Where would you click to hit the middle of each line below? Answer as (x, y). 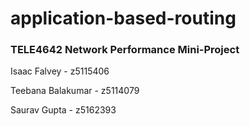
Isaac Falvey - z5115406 (60, 71)
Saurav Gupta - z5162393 (63, 110)
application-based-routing (123, 18)
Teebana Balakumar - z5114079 (75, 91)
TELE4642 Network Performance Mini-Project (125, 50)
